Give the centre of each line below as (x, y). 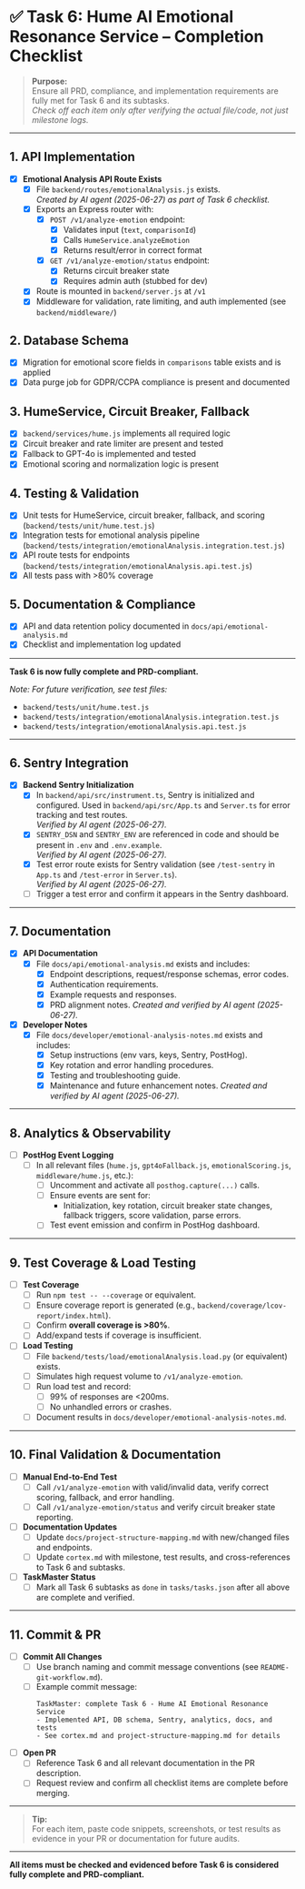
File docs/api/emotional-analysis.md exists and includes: (143, 964)
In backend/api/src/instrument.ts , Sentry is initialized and (145, 795)
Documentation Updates (70, 1527)
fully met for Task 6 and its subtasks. (100, 100)
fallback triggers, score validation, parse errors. (152, 1216)
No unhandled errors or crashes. (111, 1407)
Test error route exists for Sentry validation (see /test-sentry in (155, 864)
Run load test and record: (84, 1386)
